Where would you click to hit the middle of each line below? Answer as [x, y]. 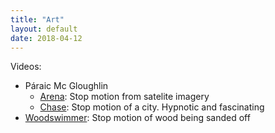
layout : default [44, 29]
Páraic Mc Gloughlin [66, 86]
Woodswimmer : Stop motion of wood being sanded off [137, 118]
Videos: [26, 67]
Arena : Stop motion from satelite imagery [124, 97]
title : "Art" [37, 19]
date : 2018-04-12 [46, 38]
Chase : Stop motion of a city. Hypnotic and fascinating [152, 107]
